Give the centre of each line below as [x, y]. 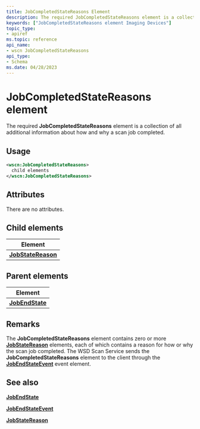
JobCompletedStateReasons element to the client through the [83, 357]
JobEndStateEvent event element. [49, 364]
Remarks [23, 324]
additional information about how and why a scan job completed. [86, 133]
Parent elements [37, 276]
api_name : [18, 45]
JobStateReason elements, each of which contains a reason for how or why [100, 345]
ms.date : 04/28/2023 [32, 67]
